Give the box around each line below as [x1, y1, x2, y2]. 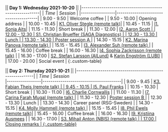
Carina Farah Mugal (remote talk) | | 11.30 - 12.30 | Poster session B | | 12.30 [5, 94, 162, 100]
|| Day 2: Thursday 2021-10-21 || [5, 68, 74, 74]
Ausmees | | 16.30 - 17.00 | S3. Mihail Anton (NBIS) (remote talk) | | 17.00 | [5, 116, 157, 121]
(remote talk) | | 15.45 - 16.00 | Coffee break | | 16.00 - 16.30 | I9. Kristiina [5, 110, 154, 116]
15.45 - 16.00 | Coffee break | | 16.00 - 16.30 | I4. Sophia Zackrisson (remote [5, 48, 162, 53]
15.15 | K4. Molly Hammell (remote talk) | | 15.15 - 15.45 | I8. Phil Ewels [5, 105, 148, 111]
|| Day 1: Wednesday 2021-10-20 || [5, 5, 79, 11]
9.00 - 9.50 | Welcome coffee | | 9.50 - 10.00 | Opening [43, 16, 157, 21]
